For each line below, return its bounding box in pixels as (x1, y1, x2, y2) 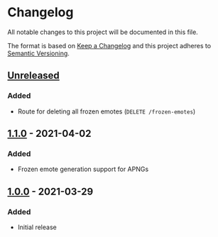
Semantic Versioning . (7, 49, 70, 57)
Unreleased (7, 70, 60, 82)
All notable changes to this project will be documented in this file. (7, 28, 199, 36)
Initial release (17, 223, 57, 231)
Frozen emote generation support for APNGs (17, 165, 149, 174)
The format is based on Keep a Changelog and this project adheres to (7, 41, 212, 50)
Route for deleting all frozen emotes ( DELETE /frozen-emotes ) (17, 107, 196, 116)
